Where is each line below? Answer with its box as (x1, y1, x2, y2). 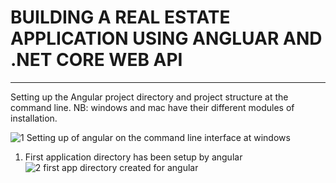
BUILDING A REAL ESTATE (10, 6, 231, 29)
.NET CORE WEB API (10, 49, 183, 71)
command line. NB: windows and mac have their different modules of (10, 101, 295, 113)
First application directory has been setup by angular (24, 151, 243, 163)
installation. (10, 112, 58, 124)
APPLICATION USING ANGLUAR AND (10, 27, 323, 50)
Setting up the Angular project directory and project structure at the (10, 91, 289, 103)
